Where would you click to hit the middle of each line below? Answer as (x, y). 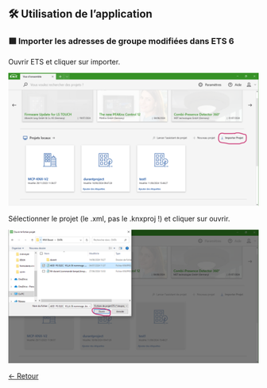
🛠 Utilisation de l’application (80, 14)
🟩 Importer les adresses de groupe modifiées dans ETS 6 (121, 41)
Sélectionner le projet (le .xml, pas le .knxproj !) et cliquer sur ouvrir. (119, 219)
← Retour (23, 376)
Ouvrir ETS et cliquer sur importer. (64, 61)
